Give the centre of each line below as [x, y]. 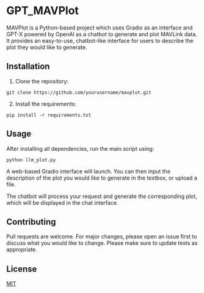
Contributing [31, 222]
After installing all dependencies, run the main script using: [80, 148]
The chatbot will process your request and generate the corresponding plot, [102, 196]
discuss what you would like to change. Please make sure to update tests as [102, 243]
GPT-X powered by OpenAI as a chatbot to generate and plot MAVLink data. [102, 34]
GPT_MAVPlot [43, 11]
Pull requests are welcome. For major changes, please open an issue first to [102, 237]
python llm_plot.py [31, 160]
